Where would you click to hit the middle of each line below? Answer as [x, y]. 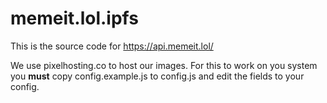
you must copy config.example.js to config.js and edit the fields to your [157, 76]
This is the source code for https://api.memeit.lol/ [112, 46]
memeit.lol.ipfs [74, 18]
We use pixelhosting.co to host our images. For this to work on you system [164, 65]
